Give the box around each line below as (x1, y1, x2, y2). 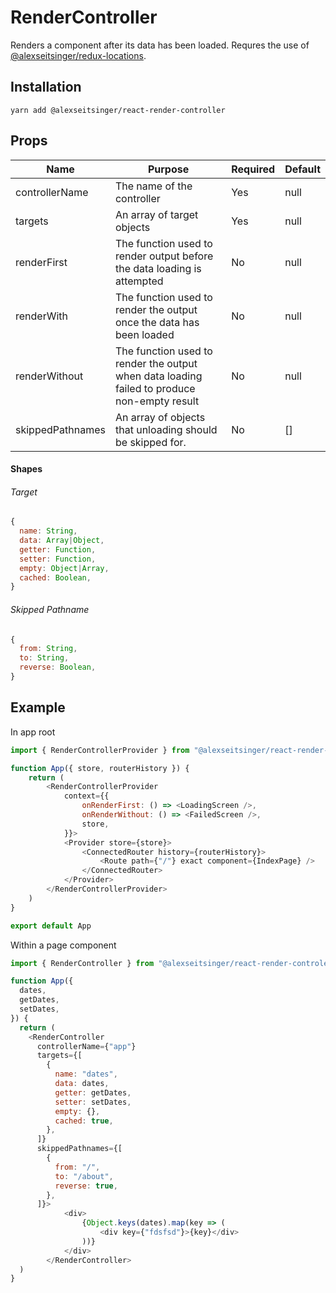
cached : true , (54, 1116, 114, 1126)
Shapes (10, 463, 43, 475)
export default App (10, 921, 92, 931)
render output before (114, 249, 214, 263)
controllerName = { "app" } (36, 1041, 137, 1051)
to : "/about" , (54, 1171, 114, 1181)
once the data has (114, 315, 200, 329)
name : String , (19, 526, 78, 536)
